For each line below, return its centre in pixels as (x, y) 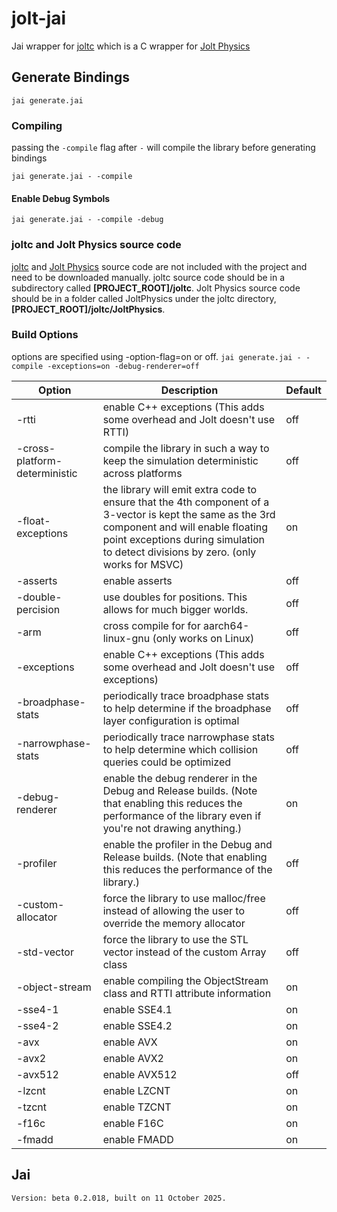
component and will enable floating (185, 527)
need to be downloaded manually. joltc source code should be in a (148, 277)
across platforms (142, 473)
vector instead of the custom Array (184, 952)
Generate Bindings (70, 77)
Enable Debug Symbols (61, 198)
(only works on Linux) (203, 638)
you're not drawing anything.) (172, 828)
